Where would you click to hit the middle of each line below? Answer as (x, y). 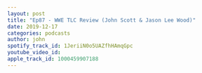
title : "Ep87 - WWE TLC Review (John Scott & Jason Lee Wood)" (102, 20)
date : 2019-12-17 (33, 26)
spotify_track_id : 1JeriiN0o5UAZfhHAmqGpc (70, 46)
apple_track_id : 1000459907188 (53, 59)
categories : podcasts (39, 33)
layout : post (26, 14)
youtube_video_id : (34, 53)
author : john (26, 40)
